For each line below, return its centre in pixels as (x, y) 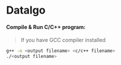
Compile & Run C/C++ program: (46, 27)
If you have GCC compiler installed (63, 40)
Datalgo (26, 10)
